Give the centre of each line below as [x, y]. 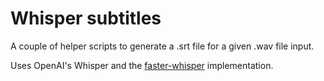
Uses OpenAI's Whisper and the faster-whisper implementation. [142, 65]
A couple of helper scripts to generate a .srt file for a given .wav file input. [162, 46]
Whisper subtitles [86, 18]
